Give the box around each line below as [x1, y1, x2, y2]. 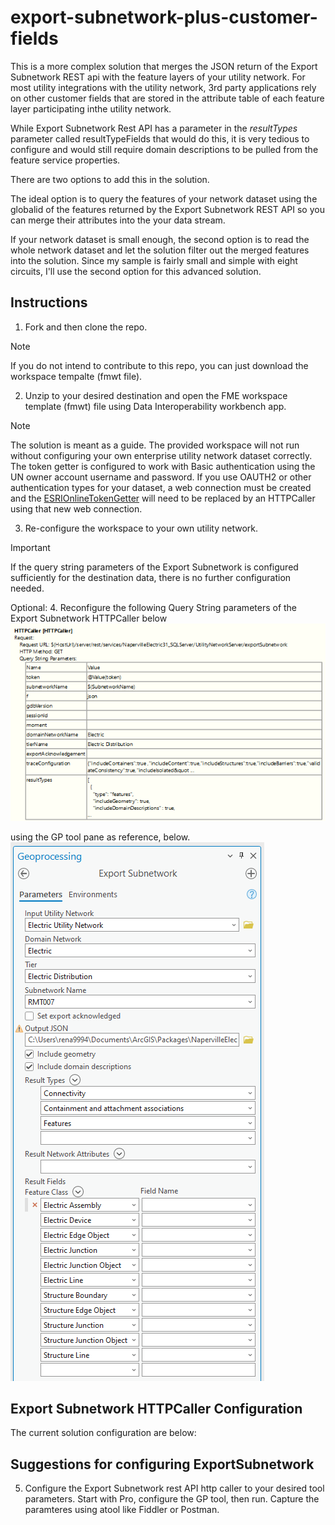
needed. [10, 582, 45, 594]
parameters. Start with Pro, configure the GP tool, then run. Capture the [24, 1493, 320, 1505]
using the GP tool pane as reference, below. [10, 831, 191, 843]
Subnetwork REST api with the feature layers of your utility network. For [10, 71, 306, 83]
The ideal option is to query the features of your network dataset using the [10, 192, 318, 205]
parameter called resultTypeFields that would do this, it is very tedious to [10, 132, 310, 145]
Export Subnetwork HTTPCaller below [10, 612, 168, 624]
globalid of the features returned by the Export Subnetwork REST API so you [10, 203, 325, 215]
